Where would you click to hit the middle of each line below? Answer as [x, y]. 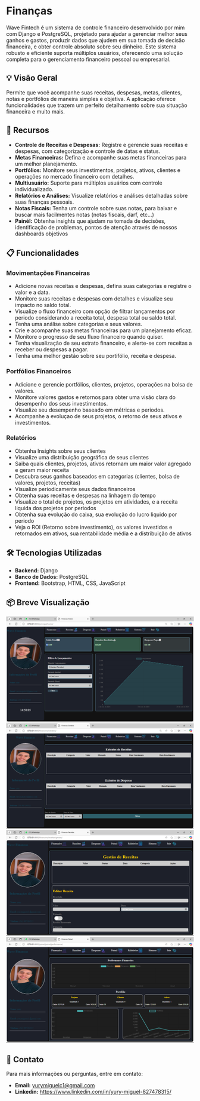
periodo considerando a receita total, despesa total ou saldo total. [96, 318]
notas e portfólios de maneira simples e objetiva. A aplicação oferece [91, 99]
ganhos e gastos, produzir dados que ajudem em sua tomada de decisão [96, 40]
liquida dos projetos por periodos [55, 508]
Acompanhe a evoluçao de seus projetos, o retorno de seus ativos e [99, 416]
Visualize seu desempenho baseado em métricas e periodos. [90, 410]
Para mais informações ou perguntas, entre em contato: [74, 1074]
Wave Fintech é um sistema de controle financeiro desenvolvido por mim [96, 27]
